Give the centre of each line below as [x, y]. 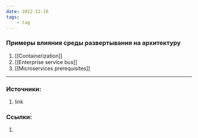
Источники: [24, 89]
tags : [13, 17]
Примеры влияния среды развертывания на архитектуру [93, 43]
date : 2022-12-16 [27, 11]
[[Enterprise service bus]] [46, 62]
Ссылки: [19, 117]
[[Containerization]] [39, 56]
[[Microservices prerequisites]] [52, 68]
